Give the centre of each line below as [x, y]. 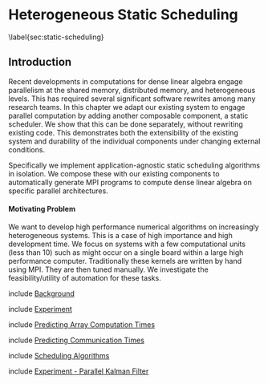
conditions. [27, 149]
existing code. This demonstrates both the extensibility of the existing [123, 132]
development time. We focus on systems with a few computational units [127, 244]
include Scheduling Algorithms [59, 355]
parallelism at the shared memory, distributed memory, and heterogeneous [132, 90]
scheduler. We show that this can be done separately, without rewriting [126, 124]
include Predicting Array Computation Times [81, 324]
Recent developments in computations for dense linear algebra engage [126, 81]
